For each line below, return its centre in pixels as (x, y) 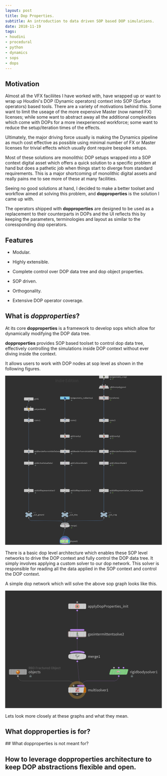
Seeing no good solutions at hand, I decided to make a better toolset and (80, 188)
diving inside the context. (31, 353)
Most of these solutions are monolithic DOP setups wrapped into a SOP (78, 157)
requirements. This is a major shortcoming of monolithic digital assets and (81, 173)
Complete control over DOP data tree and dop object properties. (78, 271)
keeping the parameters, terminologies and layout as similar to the (73, 219)
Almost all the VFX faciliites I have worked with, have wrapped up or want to (83, 96)
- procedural (19, 42)
